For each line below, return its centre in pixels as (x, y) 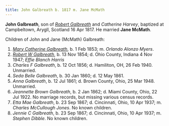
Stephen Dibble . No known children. (50, 118)
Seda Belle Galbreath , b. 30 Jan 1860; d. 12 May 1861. (68, 75)
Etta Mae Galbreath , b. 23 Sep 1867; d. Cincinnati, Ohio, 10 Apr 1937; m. (87, 102)
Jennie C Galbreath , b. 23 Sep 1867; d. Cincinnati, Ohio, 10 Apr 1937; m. (87, 113)
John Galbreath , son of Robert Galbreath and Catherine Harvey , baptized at (84, 24)
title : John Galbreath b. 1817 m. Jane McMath (55, 10)
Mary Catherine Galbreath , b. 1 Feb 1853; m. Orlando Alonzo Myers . (83, 49)
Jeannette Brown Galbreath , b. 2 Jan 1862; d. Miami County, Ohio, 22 (85, 91)
